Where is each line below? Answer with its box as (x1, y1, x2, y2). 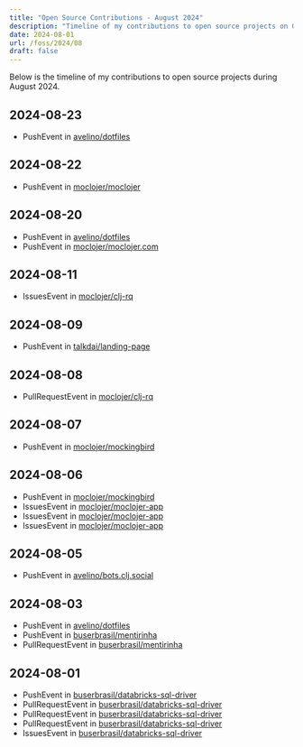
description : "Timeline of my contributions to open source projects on (9, 22, 289, 31)
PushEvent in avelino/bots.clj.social (22, 570, 154, 581)
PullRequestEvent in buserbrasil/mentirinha (22, 640, 183, 650)
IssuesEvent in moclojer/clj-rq (22, 290, 133, 302)
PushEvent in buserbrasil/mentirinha (22, 630, 158, 641)
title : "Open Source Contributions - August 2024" (9, 13, 204, 23)
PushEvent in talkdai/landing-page (22, 341, 151, 352)
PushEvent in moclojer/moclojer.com (22, 241, 160, 252)
